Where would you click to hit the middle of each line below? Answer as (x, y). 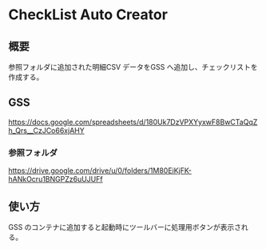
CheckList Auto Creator (88, 15)
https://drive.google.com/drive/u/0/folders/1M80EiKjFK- (100, 171)
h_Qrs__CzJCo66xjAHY (47, 131)
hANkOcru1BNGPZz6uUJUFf (56, 179)
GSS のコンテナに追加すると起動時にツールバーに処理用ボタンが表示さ (125, 227)
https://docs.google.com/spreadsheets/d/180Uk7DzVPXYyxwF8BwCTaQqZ (133, 122)
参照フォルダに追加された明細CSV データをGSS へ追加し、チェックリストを (133, 67)
